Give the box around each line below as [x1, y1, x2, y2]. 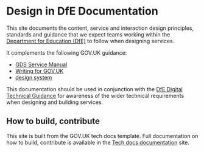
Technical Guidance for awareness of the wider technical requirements [6, 92, 185, 99]
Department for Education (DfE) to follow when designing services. [6, 37, 175, 44]
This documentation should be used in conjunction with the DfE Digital [6, 85, 183, 92]
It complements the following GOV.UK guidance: [6, 49, 127, 56]
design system [15, 74, 52, 81]
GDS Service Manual [15, 61, 68, 68]
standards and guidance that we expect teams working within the [6, 30, 171, 38]
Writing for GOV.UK [15, 67, 64, 74]
